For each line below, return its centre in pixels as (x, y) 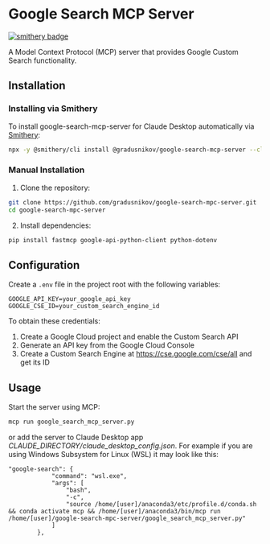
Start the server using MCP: (54, 407)
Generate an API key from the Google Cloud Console (107, 345)
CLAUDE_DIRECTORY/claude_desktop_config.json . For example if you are (131, 445)
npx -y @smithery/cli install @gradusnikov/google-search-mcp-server (127, 150)
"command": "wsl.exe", (89, 476)
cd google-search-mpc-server (57, 210)
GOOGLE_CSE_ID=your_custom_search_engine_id (84, 307)
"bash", (78, 490)
